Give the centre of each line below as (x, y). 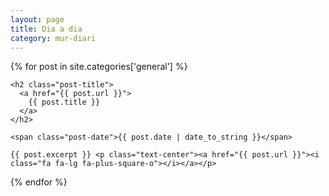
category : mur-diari (53, 38)
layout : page (37, 19)
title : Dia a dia (46, 29)
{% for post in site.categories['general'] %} (99, 67)
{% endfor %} (39, 182)
